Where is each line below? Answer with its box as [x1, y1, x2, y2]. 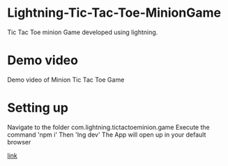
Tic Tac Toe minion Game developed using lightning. [7, 28, 158, 36]
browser [7, 137, 31, 146]
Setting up [7, 100, 68, 116]
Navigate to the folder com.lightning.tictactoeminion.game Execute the [7, 123, 211, 131]
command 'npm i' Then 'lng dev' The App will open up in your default [7, 130, 206, 139]
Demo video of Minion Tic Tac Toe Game [7, 75, 125, 84]
